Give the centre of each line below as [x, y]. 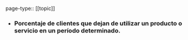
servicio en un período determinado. [67, 30]
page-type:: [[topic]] [30, 8]
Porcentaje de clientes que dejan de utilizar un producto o [98, 23]
